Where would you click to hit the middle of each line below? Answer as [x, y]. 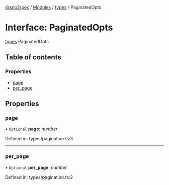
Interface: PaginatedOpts [59, 28]
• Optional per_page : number [36, 167]
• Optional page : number [31, 129]
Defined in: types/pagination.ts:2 [39, 177]
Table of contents [33, 57]
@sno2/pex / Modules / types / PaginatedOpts [53, 7]
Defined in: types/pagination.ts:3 [39, 139]
